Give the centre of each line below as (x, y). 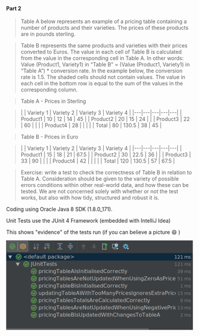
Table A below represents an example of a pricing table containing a (104, 21)
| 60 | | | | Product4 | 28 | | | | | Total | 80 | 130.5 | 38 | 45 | (91, 125)
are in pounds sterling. (48, 34)
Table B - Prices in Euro (49, 137)
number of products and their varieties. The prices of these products (105, 28)
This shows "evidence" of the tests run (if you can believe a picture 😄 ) (93, 232)
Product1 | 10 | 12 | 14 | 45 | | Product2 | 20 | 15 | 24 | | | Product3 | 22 (105, 119)
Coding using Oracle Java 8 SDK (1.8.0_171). (59, 209)
